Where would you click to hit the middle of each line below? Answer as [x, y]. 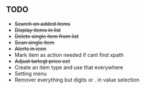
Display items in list [38, 30]
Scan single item [34, 42]
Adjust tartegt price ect [42, 61]
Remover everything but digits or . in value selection [77, 80]
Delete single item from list [47, 36]
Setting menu [31, 73]
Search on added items [43, 23]
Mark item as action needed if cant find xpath [69, 54]
